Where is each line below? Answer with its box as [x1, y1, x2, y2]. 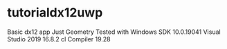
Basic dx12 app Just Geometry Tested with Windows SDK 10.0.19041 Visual [7, 28, 221, 36]
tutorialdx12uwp [7, 5, 103, 21]
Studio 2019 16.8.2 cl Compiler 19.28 [7, 35, 111, 43]
